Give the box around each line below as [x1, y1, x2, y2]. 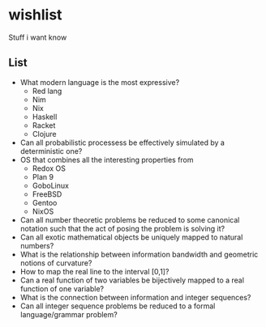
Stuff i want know [8, 32, 67, 42]
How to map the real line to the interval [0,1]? [19, 266, 169, 276]
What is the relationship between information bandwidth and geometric [19, 249, 259, 259]
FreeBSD [32, 189, 62, 199]
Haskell [32, 112, 58, 121]
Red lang [32, 86, 62, 96]
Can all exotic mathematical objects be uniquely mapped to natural [19, 232, 243, 242]
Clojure [32, 129, 57, 138]
